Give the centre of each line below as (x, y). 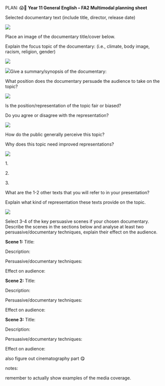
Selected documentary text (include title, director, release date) (70, 17)
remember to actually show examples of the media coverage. (68, 378)
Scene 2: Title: (20, 281)
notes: (12, 368)
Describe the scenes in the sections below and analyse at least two (74, 227)
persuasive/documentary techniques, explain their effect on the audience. (81, 232)
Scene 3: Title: (20, 319)
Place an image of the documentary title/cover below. (60, 37)
